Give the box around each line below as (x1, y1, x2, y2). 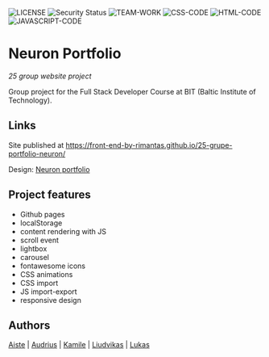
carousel (19, 252, 50, 262)
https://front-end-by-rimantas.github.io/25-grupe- (65, 140, 233, 149)
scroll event (19, 235, 59, 245)
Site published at (8, 140, 64, 149)
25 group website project (8, 71, 92, 81)
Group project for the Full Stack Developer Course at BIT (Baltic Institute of (8, 86, 256, 96)
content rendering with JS (19, 226, 107, 236)
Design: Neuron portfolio (8, 164, 90, 174)
